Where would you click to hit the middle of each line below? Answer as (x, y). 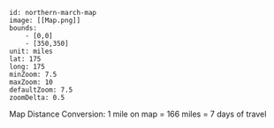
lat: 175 (25, 59)
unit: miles (31, 51)
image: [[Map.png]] (45, 20)
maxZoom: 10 (31, 82)
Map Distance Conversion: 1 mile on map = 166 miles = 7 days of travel (138, 114)
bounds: (23, 28)
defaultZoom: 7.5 (41, 90)
